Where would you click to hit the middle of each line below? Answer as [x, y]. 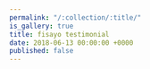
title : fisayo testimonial [59, 34]
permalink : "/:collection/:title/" [75, 17]
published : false [42, 51]
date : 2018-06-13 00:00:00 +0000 [71, 43]
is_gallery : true [42, 26]
